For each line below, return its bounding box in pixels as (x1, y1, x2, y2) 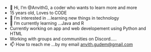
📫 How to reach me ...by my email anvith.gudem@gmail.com (9, 42, 133, 47)
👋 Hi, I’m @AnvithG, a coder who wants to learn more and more (9, 5, 137, 10)
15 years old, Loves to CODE (9, 10, 67, 16)
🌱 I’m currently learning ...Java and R (9, 20, 84, 26)
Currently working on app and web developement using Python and (9, 26, 147, 31)
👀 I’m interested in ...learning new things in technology (9, 15, 119, 21)
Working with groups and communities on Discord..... (9, 36, 117, 42)
